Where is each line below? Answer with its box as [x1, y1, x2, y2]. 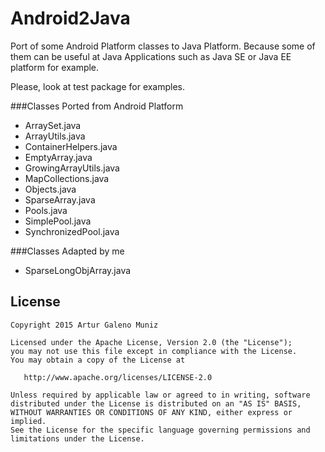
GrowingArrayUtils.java [24, 162, 120, 174]
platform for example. [10, 61, 100, 73]
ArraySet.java [24, 119, 82, 131]
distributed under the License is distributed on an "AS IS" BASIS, [10, 398, 302, 409]
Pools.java [24, 204, 68, 216]
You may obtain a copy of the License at [10, 355, 186, 365]
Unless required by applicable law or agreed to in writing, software [10, 390, 311, 400]
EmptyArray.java [24, 151, 93, 163]
